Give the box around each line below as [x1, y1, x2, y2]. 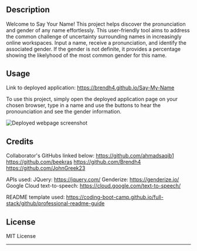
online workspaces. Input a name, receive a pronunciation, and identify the [6, 39, 186, 46]
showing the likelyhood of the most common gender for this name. [6, 52, 167, 59]
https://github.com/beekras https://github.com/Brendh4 [6, 158, 141, 166]
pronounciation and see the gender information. [6, 108, 122, 115]
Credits [6, 136, 34, 146]
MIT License [6, 233, 36, 240]
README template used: [6, 193, 65, 201]
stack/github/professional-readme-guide [6, 200, 105, 207]
